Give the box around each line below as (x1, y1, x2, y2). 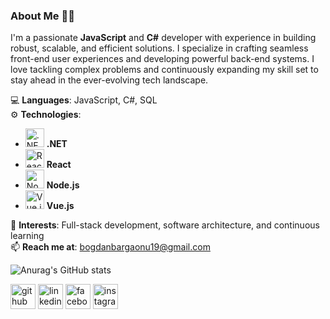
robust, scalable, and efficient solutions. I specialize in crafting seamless (10, 42, 309, 54)
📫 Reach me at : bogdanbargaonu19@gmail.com (10, 241, 211, 253)
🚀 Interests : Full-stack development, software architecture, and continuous (10, 219, 320, 231)
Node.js (46, 179, 80, 191)
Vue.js (46, 200, 75, 212)
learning (10, 230, 45, 242)
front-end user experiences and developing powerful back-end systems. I (10, 53, 315, 65)
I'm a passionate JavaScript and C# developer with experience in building (10, 32, 317, 44)
